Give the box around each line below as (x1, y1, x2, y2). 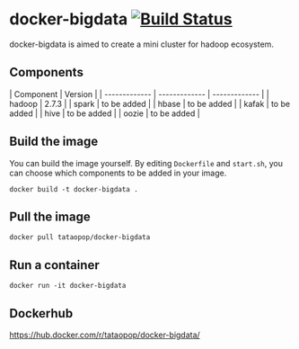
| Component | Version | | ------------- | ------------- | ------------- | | (9, 88, 269, 99)
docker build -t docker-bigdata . (9, 184, 139, 193)
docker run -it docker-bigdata (9, 282, 127, 291)
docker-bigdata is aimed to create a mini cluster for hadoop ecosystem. (9, 39, 274, 49)
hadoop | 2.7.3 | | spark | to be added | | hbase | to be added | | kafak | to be (9, 98, 290, 109)
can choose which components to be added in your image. (9, 167, 227, 178)
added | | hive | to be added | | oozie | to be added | (9, 108, 200, 119)
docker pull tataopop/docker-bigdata (9, 233, 151, 242)
